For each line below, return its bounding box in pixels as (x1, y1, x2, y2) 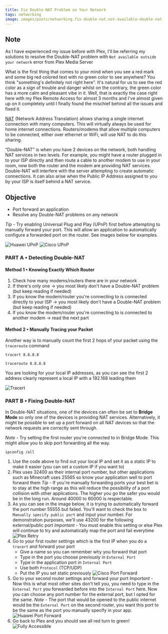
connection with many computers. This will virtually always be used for (5, 121, 151, 127)
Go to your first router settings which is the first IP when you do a (12, 538, 147, 544)
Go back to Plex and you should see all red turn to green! (12, 617, 130, 623)
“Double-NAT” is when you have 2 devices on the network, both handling (5, 147, 156, 153)
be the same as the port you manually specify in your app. (12, 607, 132, 613)
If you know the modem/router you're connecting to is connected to (12, 310, 152, 316)
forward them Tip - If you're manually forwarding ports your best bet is (12, 479, 158, 485)
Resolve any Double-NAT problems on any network (12, 212, 118, 218)
